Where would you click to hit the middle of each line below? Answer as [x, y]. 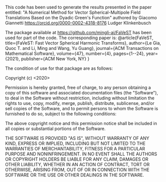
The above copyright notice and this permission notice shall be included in [81, 123]
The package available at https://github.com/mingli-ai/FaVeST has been [79, 32]
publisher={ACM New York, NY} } [55, 59]
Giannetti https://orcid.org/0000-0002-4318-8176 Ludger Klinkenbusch [78, 23]
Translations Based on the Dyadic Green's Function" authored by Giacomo [81, 18]
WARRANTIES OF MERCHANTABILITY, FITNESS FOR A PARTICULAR [75, 149]
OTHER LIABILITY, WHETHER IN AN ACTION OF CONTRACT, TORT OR [77, 164]
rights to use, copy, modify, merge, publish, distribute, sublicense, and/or [80, 103]
